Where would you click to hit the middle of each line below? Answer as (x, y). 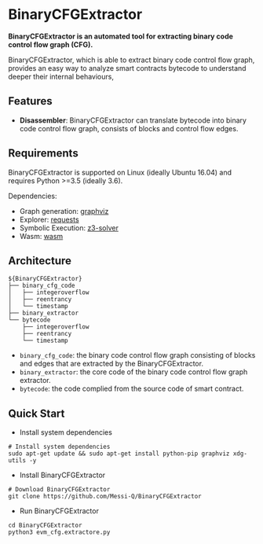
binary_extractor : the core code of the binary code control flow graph (133, 372)
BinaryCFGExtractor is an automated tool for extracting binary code (121, 36)
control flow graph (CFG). (51, 44)
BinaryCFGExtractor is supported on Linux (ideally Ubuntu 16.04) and (120, 172)
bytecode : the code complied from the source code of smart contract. (131, 389)
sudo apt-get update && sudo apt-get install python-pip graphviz (119, 454)
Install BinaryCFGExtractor (62, 475)
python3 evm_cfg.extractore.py (59, 532)
